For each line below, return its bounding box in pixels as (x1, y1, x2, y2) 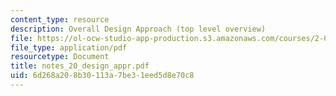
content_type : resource (10, 14, 110, 25)
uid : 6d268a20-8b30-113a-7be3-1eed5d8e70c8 (10, 71, 195, 81)
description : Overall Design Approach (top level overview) (10, 24, 267, 34)
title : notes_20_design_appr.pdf (10, 61, 150, 71)
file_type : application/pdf (10, 42, 128, 53)
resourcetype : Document (10, 52, 110, 62)
